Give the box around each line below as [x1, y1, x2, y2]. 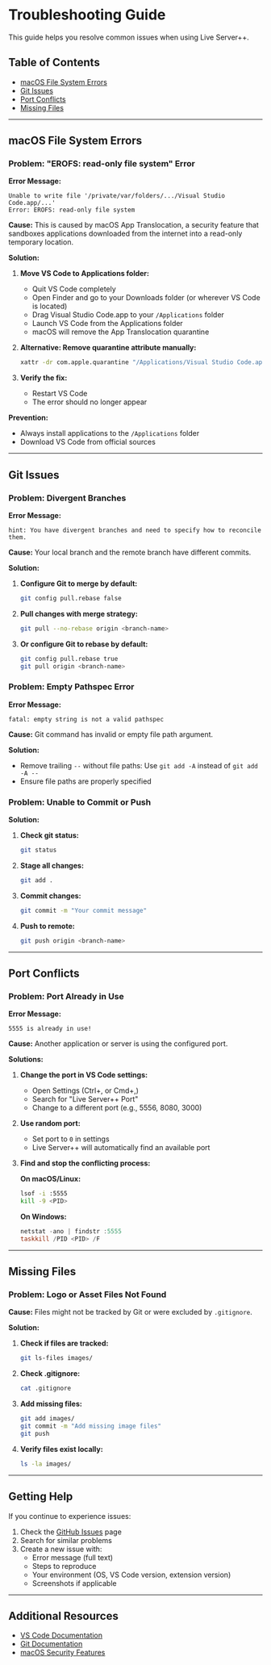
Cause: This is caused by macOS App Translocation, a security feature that [8, 220, 260, 230]
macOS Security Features [19, 1648, 106, 1658]
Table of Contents [8, 56, 101, 69]
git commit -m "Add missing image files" [19, 1422, 162, 1430]
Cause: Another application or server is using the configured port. [8, 1039, 228, 1048]
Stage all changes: [19, 860, 85, 870]
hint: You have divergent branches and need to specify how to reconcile [8, 526, 262, 534]
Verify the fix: [19, 373, 68, 383]
